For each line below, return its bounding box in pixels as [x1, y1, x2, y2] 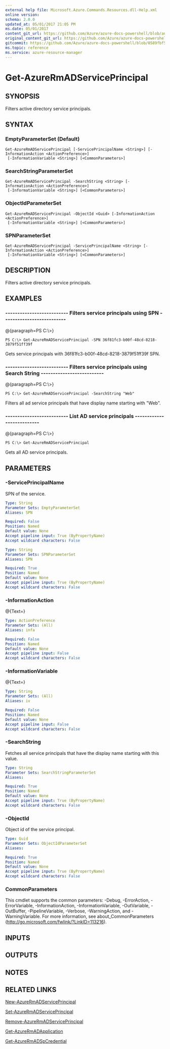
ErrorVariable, [5, 903, 34, 909]
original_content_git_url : [5, 36, 62, 41]
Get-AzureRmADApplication [5, 1028, 63, 1034]
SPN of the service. [5, 491, 46, 497]
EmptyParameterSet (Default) [5, 135, 80, 142]
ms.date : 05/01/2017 [5, 26, 49, 31]
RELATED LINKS [5, 985, 57, 994]
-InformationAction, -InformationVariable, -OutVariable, [35, 903, 150, 909]
